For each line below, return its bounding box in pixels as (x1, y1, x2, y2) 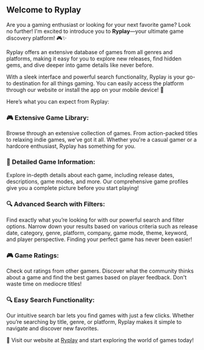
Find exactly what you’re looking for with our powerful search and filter (6, 216, 185, 223)
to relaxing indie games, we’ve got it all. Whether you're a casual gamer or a (6, 136, 197, 144)
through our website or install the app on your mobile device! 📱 (6, 86, 164, 93)
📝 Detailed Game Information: (6, 158, 96, 166)
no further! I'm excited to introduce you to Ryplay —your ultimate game (6, 27, 184, 35)
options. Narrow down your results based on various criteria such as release (6, 222, 198, 230)
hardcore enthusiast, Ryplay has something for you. (6, 142, 136, 150)
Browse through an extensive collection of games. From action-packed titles (6, 130, 198, 137)
